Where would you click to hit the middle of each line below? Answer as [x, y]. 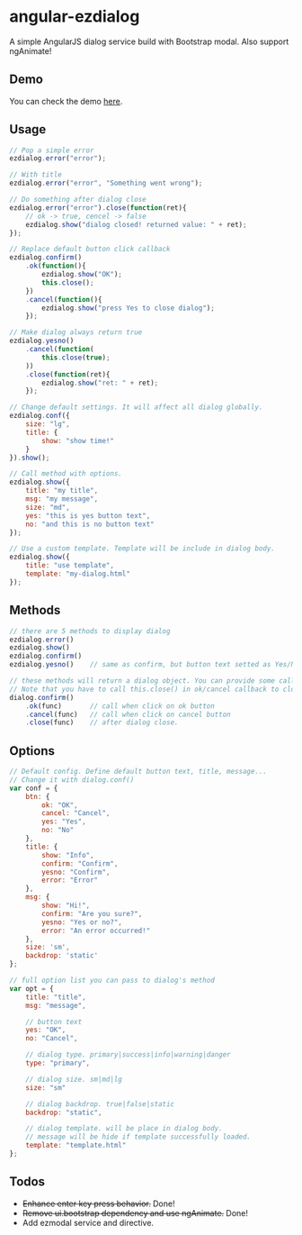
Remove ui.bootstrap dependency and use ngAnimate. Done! [135, 1212]
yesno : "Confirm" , [76, 872]
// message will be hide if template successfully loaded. [138, 1137]
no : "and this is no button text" [90, 524]
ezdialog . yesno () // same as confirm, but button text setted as [140, 665]
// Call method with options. [66, 474]
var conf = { [34, 788]
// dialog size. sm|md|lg [74, 1079]
